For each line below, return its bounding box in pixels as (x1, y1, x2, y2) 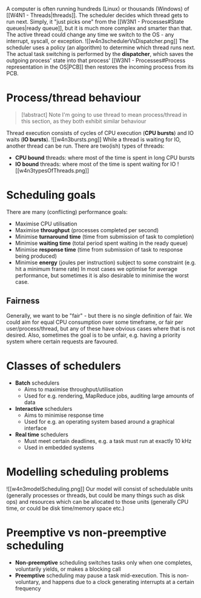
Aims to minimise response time (24, 411, 104, 419)
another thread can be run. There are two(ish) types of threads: (6, 142, 165, 149)
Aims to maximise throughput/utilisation (24, 385, 124, 393)
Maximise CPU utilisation (15, 220, 77, 227)
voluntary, (15, 578, 41, 585)
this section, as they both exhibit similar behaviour (21, 117, 147, 125)
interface (24, 424, 47, 431)
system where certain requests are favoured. (6, 337, 119, 345)
